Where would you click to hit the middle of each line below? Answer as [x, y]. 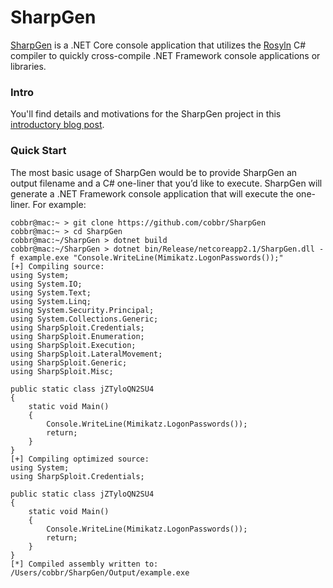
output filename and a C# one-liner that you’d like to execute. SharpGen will [166, 183]
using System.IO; [46, 284]
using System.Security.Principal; [82, 310]
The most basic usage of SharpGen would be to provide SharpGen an [154, 172]
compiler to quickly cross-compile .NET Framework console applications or [165, 55]
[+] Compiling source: [57, 266]
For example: [59, 204]
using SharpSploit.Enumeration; [77, 336]
